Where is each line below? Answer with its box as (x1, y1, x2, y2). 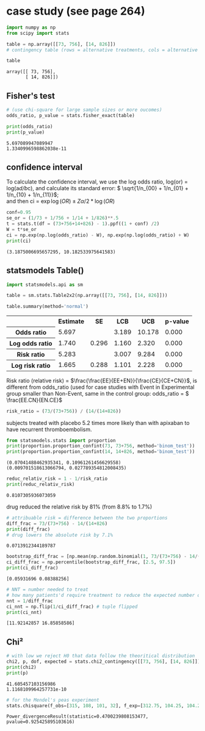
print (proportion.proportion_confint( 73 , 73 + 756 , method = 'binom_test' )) (6, 443, 195, 449)
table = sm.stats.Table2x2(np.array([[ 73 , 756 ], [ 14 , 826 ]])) (6, 293, 168, 299)
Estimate (58, 317, 85, 326)
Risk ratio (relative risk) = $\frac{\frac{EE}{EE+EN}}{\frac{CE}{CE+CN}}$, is (6, 377, 197, 384)
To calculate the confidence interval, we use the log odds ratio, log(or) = (6, 178, 188, 185)
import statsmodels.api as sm (6, 282, 84, 288)
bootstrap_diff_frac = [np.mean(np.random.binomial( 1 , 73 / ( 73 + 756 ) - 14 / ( (6, 554, 201, 560)
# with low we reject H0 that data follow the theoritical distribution (6, 653, 195, 659)
